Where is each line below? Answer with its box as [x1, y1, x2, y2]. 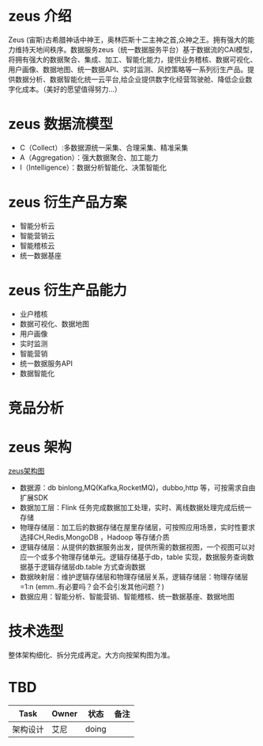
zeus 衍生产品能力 [8, 282, 127, 299]
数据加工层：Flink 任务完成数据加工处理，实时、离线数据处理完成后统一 [19, 502, 252, 512]
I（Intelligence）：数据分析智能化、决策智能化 [19, 162, 167, 172]
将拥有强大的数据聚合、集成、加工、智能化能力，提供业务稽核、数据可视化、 [8, 55, 257, 64]
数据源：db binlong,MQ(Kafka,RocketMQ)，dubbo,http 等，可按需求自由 [19, 482, 256, 492]
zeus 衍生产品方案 [8, 193, 127, 211]
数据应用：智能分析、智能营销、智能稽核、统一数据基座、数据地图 [19, 592, 235, 601]
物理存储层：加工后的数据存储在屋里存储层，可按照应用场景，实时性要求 [19, 522, 255, 531]
